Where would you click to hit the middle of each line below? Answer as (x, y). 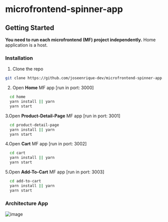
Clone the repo (28, 69)
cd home (18, 97)
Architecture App (27, 203)
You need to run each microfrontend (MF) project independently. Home (80, 40)
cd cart (18, 153)
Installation (19, 58)
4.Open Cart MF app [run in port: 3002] (46, 144)
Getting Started (30, 28)
